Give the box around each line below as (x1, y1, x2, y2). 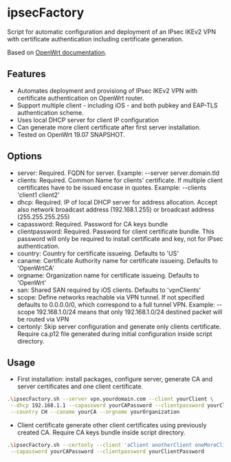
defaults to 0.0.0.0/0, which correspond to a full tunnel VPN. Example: (16, 300, 215, 308)
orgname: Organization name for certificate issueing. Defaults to (16, 271, 199, 280)
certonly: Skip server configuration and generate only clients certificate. (16, 322, 221, 330)
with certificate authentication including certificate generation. (7, 34, 184, 43)
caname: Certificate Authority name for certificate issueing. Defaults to (16, 256, 218, 264)
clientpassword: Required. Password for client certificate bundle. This (16, 227, 214, 235)
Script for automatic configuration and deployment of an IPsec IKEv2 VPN (7, 28, 217, 36)
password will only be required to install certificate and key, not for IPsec (16, 234, 223, 242)
